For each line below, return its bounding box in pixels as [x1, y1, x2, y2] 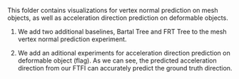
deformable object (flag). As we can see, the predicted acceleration [17, 56, 217, 65]
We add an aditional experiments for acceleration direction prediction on [17, 49, 230, 57]
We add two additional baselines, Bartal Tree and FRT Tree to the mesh [17, 28, 227, 36]
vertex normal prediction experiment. [17, 35, 127, 43]
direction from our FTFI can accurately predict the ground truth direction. [17, 64, 233, 72]
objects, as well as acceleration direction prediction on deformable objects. [7, 14, 228, 22]
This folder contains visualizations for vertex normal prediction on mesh [7, 6, 218, 14]
